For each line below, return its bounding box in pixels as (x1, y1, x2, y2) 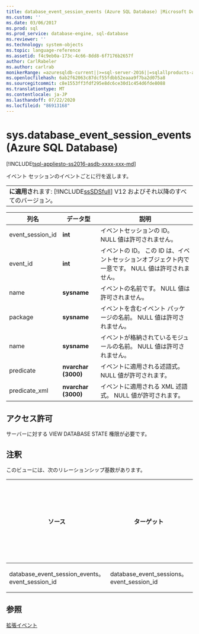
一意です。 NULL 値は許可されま (100, 264, 190, 273)
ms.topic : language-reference (6, 48, 81, 53)
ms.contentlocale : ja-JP (6, 92, 68, 97)
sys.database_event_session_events (6, 128, 191, 141)
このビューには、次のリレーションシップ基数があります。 (6, 466, 146, 474)
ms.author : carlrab (6, 64, 54, 70)
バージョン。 (21, 197, 56, 205)
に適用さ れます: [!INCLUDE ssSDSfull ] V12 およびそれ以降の (9, 188, 176, 196)
